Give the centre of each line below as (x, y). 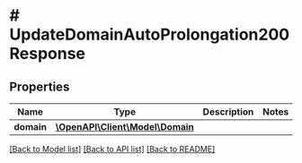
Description (228, 112)
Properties (40, 86)
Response (48, 54)
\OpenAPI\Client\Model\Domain (125, 127)
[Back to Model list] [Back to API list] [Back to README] (112, 149)
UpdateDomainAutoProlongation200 (150, 34)
